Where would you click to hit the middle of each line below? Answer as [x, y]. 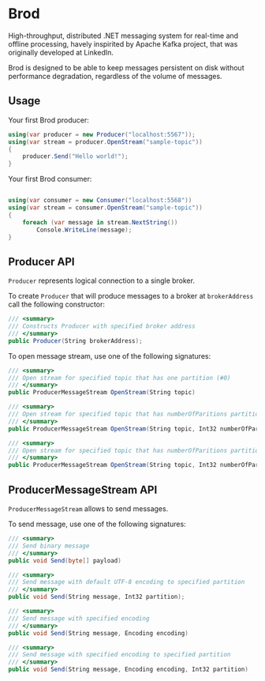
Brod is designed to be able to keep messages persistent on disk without [126, 67]
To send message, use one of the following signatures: [97, 524]
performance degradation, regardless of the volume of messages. [115, 76]
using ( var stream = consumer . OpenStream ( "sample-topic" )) [105, 208]
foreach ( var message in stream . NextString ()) [100, 222]
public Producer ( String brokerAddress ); [76, 340]
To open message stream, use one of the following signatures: [110, 356]
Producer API [41, 261]
